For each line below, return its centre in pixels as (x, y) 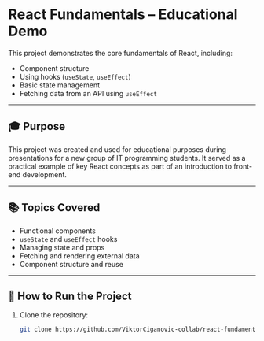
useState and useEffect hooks (68, 239)
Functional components (58, 231)
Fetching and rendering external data (79, 256)
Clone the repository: (54, 315)
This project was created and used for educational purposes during (117, 149)
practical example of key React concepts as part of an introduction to (120, 166)
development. (44, 174)
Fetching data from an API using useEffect (88, 93)
